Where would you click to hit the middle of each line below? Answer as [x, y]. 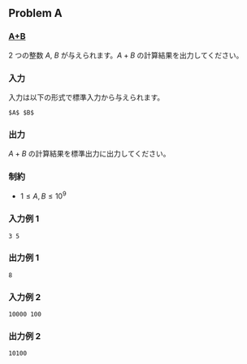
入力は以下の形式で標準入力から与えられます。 [87, 97]
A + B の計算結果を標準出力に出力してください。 [89, 154]
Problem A [35, 13]
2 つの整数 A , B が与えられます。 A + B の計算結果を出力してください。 [126, 55]
